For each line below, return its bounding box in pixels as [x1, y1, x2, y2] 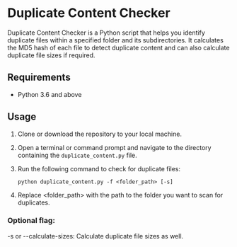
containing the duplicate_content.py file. [17, 151, 138, 159]
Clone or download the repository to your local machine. [17, 130, 183, 138]
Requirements [7, 71, 71, 84]
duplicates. [17, 198, 51, 207]
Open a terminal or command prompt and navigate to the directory [17, 143, 212, 151]
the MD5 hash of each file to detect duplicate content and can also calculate [7, 43, 230, 52]
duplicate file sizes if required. [7, 51, 96, 59]
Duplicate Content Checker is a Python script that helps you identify [7, 28, 205, 37]
